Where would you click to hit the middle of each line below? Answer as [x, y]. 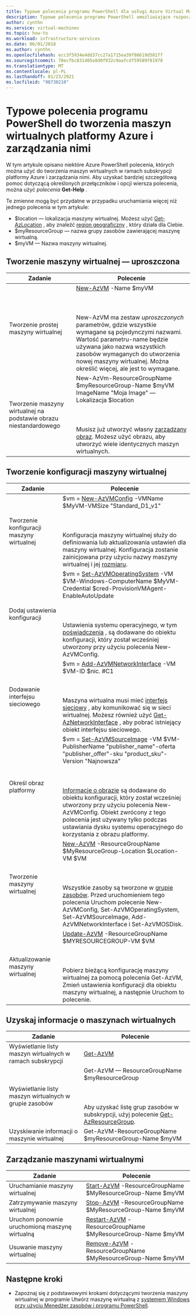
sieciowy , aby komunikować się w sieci [116, 708]
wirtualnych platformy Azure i [80, 136]
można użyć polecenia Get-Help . [47, 189]
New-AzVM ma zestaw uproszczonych [130, 317]
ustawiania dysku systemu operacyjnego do [123, 827]
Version [73, 761]
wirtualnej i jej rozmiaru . [95, 564]
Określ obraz [27, 783]
